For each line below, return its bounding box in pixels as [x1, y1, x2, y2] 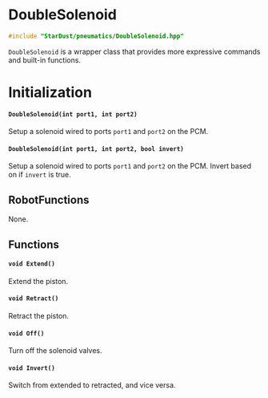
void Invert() [8, 363, 56, 372]
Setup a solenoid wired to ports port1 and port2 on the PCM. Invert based [8, 161, 252, 171]
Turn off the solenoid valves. [8, 346, 102, 355]
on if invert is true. [8, 170, 72, 180]
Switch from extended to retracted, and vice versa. [8, 380, 176, 390]
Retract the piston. [8, 311, 70, 321]
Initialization [8, 83, 92, 101]
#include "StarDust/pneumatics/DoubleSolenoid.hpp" [8, 32, 184, 40]
